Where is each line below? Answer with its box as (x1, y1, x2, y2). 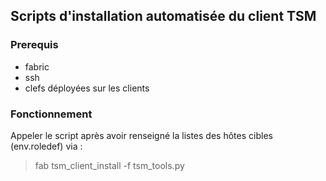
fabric (24, 60, 50, 73)
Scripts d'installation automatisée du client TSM (10, 8, 317, 25)
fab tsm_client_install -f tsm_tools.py (34, 159, 185, 171)
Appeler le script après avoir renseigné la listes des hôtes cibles (10, 129, 273, 141)
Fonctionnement (10, 107, 93, 121)
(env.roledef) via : (10, 140, 83, 152)
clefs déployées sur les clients (24, 82, 150, 94)
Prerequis (10, 38, 59, 52)
